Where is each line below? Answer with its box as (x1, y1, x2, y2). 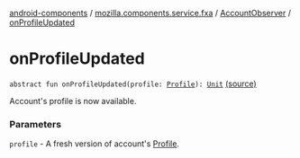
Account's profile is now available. (9, 95, 137, 106)
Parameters (9, 118, 61, 130)
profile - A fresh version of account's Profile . (9, 138, 180, 149)
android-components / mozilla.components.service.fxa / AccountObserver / (9, 8, 291, 18)
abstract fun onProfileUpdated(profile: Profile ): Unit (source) (9, 78, 257, 89)
